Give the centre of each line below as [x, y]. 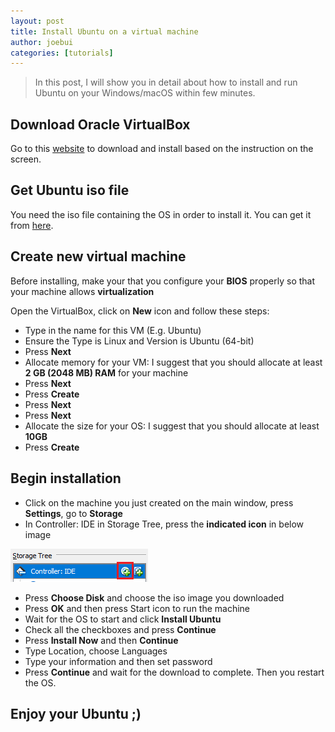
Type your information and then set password [118, 661]
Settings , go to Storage [73, 513]
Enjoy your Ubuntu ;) [76, 713]
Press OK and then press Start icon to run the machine [137, 608]
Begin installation [66, 478]
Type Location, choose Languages [96, 651]
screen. [26, 159]
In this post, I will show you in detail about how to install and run [166, 82]
